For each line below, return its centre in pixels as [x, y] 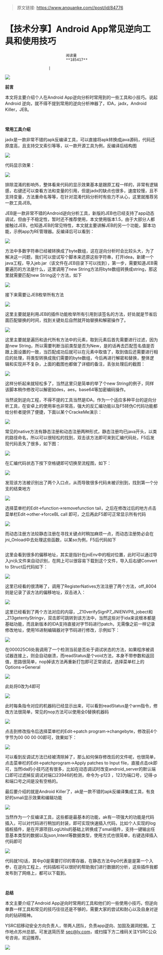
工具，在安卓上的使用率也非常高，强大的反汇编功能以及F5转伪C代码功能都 [83, 406]
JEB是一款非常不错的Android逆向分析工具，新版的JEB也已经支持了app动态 [80, 213]
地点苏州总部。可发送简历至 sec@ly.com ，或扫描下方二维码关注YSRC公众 [83, 932]
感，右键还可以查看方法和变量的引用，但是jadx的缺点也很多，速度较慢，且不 [81, 190]
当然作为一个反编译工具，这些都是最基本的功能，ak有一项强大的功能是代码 [80, 817]
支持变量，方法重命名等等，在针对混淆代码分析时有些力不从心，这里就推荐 [79, 197]
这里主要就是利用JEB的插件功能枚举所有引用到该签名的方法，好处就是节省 [79, 314]
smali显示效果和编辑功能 [38, 797]
